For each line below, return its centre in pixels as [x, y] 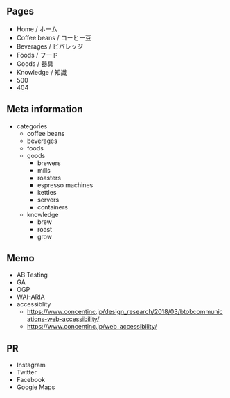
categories [32, 126]
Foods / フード [37, 55]
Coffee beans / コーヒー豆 [54, 37]
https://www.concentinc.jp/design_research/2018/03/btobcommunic [125, 312]
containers [53, 207]
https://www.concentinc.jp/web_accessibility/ [92, 327]
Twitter [27, 372]
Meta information [45, 109]
